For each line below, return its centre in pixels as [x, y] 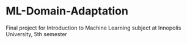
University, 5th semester [37, 34]
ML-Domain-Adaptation [67, 11]
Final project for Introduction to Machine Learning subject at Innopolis [94, 28]
